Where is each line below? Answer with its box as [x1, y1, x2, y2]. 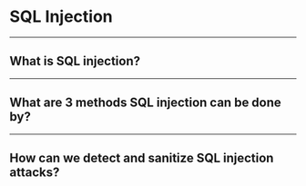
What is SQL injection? [9, 54, 141, 69]
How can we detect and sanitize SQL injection [9, 150, 274, 165]
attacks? [9, 164, 60, 180]
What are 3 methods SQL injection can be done [9, 95, 282, 111]
